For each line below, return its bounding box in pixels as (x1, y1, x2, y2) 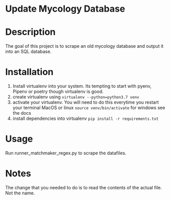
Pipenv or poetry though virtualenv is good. (12, 88, 104, 94)
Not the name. (5, 190, 36, 196)
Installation (5, 66, 54, 78)
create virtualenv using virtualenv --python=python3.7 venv (12, 94, 140, 100)
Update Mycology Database (5, 3, 125, 15)
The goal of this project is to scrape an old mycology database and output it (5, 43, 164, 49)
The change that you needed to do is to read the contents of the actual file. (5, 184, 162, 190)
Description (5, 26, 56, 38)
